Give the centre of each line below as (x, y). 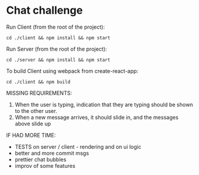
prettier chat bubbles (41, 159)
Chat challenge (45, 10)
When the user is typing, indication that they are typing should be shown (104, 105)
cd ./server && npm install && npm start (58, 60)
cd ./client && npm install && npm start (58, 38)
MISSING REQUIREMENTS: (39, 93)
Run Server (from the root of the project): (57, 49)
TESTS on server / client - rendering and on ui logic (78, 146)
